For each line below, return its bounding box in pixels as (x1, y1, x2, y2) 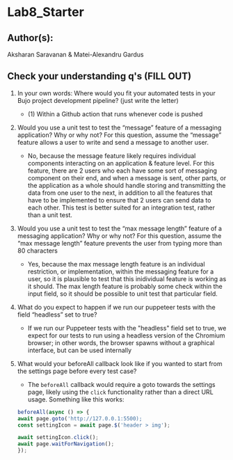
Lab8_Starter (7, 4, 85, 20)
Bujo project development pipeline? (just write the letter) (17, 96, 179, 104)
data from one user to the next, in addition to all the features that (27, 189, 213, 197)
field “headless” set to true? (17, 310, 97, 319)
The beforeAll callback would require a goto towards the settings (27, 380, 216, 388)
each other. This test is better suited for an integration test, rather (27, 203, 216, 212)
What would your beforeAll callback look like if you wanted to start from (17, 359, 223, 367)
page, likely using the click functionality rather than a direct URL (27, 388, 214, 396)
